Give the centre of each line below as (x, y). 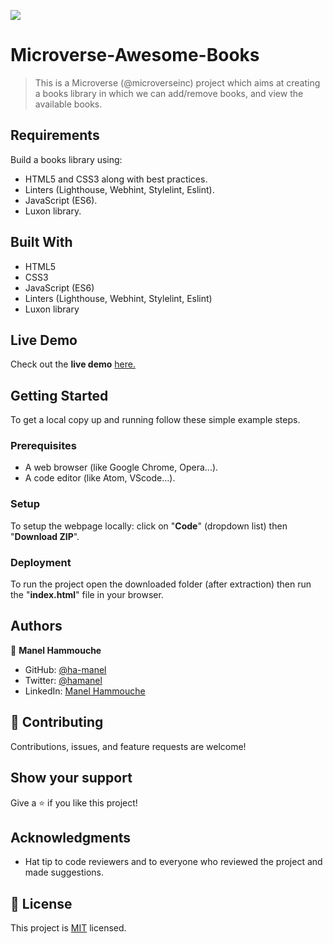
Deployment (41, 562)
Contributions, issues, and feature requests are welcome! (128, 746)
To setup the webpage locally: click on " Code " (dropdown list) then (149, 526)
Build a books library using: (66, 159)
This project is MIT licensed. (68, 928)
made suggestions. (64, 872)
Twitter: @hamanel (63, 680)
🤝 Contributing (57, 722)
